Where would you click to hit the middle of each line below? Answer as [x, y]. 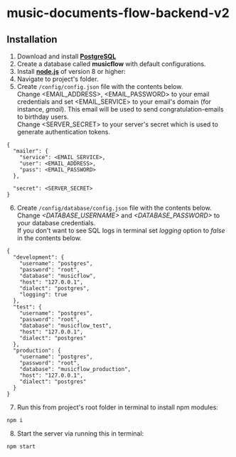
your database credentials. [56, 223]
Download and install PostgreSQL [66, 56]
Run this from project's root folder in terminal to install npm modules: [117, 407]
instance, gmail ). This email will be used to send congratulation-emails [120, 109]
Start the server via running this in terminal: [80, 434]
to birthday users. [43, 117]
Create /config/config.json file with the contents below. [100, 86]
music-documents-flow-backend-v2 [118, 13]
